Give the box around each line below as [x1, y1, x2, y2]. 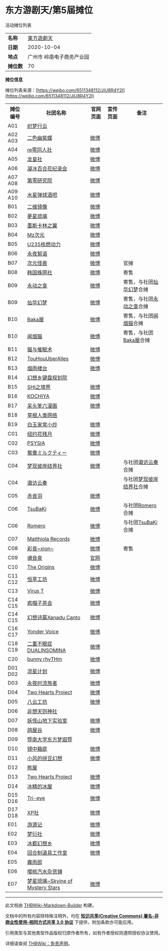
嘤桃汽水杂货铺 [27, 868, 62, 875]
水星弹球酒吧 [27, 191, 57, 198]
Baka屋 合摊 [123, 337, 150, 344]
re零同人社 [27, 146, 52, 153]
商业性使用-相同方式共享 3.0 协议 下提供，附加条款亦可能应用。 [5, 919, 136, 925]
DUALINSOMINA [27, 647, 66, 654]
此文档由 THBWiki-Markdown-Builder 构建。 [5, 902, 96, 908]
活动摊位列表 [5, 22, 31, 28]
